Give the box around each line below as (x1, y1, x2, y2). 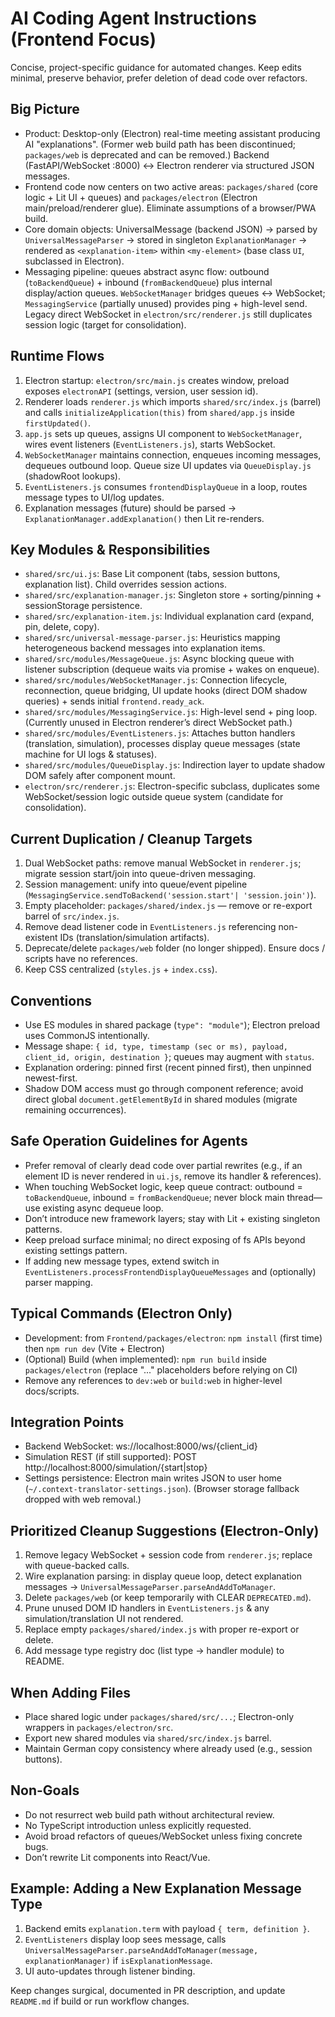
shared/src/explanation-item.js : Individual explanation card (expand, (24, 610, 315, 622)
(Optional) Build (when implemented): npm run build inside (24, 1353, 267, 1365)
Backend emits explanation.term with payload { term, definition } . (24, 1922, 310, 1934)
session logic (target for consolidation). (24, 318, 187, 331)
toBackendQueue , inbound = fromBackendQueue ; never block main (24, 1191, 285, 1203)
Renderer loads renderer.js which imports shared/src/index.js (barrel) (24, 395, 322, 407)
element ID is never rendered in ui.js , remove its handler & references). (24, 1170, 322, 1182)
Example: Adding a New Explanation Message (10, 1880, 302, 1897)
